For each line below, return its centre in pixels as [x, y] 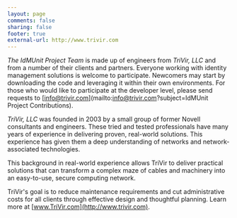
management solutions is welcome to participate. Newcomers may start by [116, 76]
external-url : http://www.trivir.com [63, 40]
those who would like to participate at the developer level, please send [110, 91]
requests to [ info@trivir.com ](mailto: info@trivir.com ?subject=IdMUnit [108, 98]
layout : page [27, 14]
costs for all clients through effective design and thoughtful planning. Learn [117, 200]
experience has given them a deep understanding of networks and [104, 142]
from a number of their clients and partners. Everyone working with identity [117, 68]
